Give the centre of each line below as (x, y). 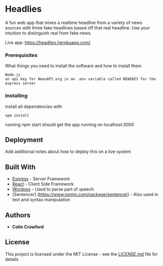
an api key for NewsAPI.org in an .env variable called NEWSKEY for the (81, 79)
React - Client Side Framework (43, 184)
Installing (16, 96)
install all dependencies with (34, 106)
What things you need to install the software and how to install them (73, 66)
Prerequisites (21, 55)
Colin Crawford (28, 227)
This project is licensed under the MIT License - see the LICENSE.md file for (81, 254)
